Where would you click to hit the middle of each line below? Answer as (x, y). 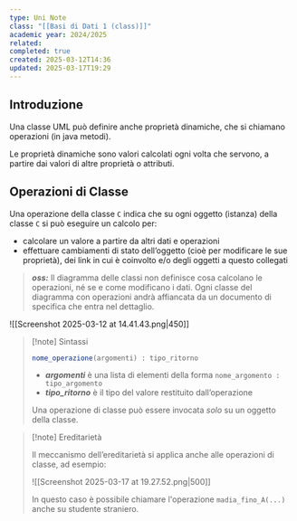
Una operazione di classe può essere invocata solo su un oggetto (153, 410)
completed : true (40, 52)
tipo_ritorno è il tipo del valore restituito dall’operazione (149, 393)
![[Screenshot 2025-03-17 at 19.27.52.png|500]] (121, 482)
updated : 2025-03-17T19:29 (60, 69)
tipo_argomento (73, 384)
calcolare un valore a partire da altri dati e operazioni (121, 241)
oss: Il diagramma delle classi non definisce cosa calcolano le (147, 278)
